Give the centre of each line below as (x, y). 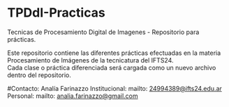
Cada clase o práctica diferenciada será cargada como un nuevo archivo (112, 67)
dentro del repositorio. (39, 75)
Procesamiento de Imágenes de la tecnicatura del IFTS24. (90, 60)
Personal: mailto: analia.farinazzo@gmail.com (73, 96)
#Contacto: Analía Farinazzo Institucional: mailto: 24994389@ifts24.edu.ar (114, 88)
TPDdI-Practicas (57, 13)
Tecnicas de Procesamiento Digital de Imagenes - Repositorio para (103, 32)
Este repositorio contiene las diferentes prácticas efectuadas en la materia (114, 53)
